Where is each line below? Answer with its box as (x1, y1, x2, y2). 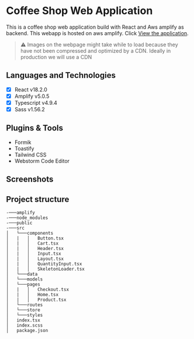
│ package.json (6, 328, 49, 334)
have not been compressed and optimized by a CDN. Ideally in (20, 47, 171, 54)
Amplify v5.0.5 (14, 93, 50, 100)
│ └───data (6, 271, 38, 278)
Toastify (14, 145, 34, 152)
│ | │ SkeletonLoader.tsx (6, 266, 85, 272)
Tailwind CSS (14, 151, 47, 158)
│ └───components (6, 230, 54, 237)
